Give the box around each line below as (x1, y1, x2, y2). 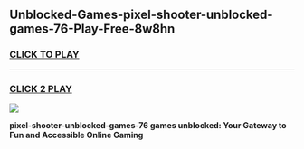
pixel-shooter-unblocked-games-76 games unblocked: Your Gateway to (9, 119, 287, 130)
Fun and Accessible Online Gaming (9, 129, 144, 140)
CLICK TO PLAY (9, 49, 80, 61)
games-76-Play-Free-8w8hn (9, 22, 176, 37)
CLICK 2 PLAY (9, 82, 72, 95)
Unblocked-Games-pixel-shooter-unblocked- (9, 7, 273, 23)
